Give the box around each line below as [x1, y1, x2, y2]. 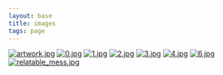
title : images [8, 19, 57, 27]
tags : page [8, 27, 45, 35]
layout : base [8, 11, 53, 20]
